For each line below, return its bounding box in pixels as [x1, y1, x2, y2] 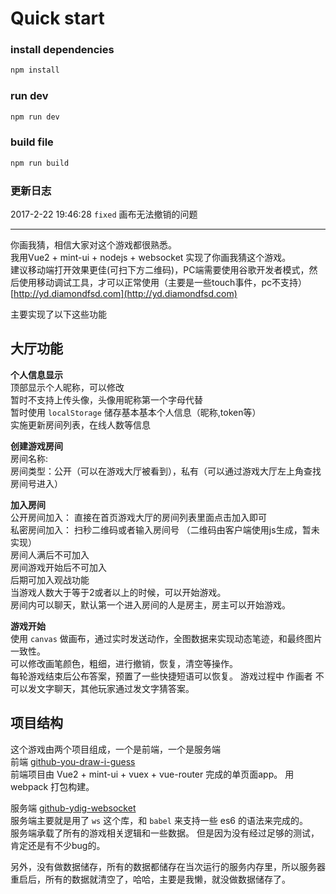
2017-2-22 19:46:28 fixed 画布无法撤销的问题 [10, 208, 198, 220]
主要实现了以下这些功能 [10, 308, 107, 320]
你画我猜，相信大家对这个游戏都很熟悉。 [10, 239, 177, 251]
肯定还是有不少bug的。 [10, 839, 106, 851]
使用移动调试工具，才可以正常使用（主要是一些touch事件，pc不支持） [18, 277, 307, 288]
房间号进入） [10, 477, 63, 489]
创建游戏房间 [10, 440, 63, 452]
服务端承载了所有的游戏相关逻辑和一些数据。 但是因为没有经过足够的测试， [10, 827, 320, 839]
